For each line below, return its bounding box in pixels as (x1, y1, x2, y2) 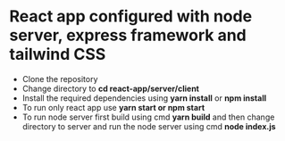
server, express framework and (9, 25, 247, 46)
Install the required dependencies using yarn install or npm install (21, 92, 267, 104)
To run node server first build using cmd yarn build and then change (21, 112, 275, 122)
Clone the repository (21, 73, 98, 84)
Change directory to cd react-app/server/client (21, 83, 199, 94)
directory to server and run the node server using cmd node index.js (21, 120, 276, 131)
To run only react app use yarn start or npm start (21, 102, 205, 112)
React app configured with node (9, 6, 253, 27)
